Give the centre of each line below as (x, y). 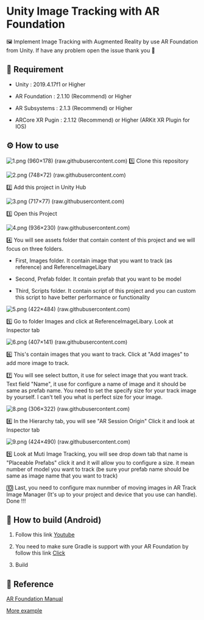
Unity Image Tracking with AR (83, 11)
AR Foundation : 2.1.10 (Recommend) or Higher (73, 96)
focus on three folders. (35, 248)
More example (24, 611)
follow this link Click (40, 553)
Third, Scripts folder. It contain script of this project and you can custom (105, 290)
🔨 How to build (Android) (54, 520)
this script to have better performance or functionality (83, 297)
